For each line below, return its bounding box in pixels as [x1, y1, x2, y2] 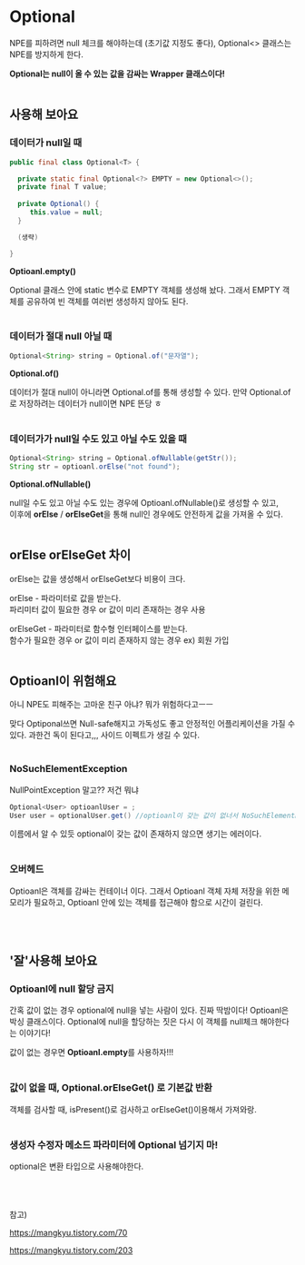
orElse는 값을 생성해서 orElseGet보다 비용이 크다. [9, 573, 186, 584]
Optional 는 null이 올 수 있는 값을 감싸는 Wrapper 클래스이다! [9, 68, 225, 79]
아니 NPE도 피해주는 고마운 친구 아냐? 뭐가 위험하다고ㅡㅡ [9, 699, 213, 710]
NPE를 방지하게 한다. [9, 48, 84, 60]
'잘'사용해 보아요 [9, 954, 98, 969]
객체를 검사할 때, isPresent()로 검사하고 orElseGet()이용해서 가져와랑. [9, 1103, 257, 1114]
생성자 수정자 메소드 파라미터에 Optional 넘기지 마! [9, 1138, 219, 1151]
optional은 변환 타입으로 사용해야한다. [9, 1161, 144, 1171]
